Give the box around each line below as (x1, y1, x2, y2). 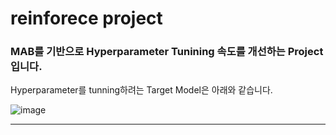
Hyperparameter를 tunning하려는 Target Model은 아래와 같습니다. (10, 84, 273, 96)
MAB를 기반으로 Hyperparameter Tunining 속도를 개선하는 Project (10, 45, 324, 59)
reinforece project (10, 7, 163, 30)
